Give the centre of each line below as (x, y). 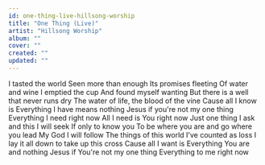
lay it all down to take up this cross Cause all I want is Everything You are (129, 143)
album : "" (25, 38)
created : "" (28, 53)
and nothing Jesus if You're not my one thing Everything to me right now (129, 152)
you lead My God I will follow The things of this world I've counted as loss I (132, 134)
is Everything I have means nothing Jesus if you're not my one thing (121, 109)
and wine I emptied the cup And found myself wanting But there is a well (128, 92)
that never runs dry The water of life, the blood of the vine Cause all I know (133, 101)
